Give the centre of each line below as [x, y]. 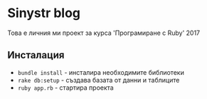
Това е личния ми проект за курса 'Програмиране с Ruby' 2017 [104, 33]
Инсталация [36, 55]
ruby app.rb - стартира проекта [65, 88]
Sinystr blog [44, 13]
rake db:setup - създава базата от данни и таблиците [99, 80]
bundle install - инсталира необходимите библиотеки [101, 72]
